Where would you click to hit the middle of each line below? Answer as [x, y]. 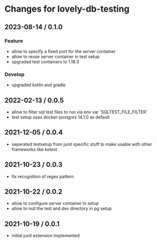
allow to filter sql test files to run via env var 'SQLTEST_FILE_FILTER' [79, 112]
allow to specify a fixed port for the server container [63, 51]
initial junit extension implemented [46, 236]
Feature [14, 41]
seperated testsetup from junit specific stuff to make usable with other [82, 144]
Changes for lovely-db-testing [67, 9]
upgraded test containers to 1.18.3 [45, 61]
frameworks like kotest [34, 149]
